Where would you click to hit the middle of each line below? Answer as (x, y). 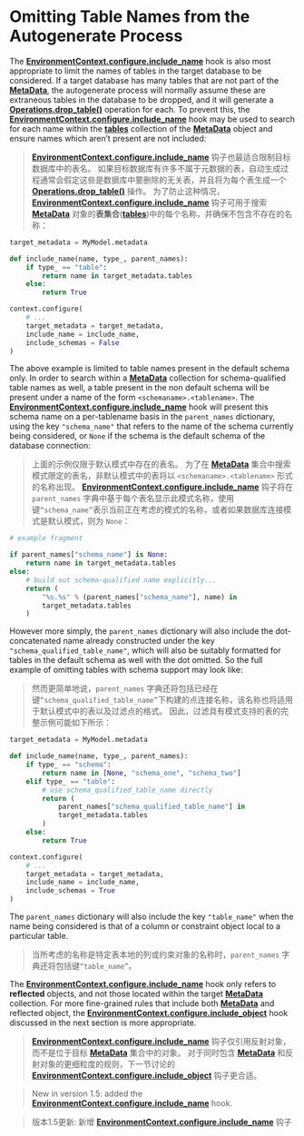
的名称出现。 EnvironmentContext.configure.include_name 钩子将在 (162, 487)
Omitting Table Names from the (130, 17)
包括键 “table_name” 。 (96, 966)
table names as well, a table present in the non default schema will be (139, 388)
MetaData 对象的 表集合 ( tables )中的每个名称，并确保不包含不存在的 (158, 213)
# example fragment (46, 538)
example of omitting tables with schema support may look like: (126, 670)
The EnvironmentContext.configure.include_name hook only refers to (143, 984)
